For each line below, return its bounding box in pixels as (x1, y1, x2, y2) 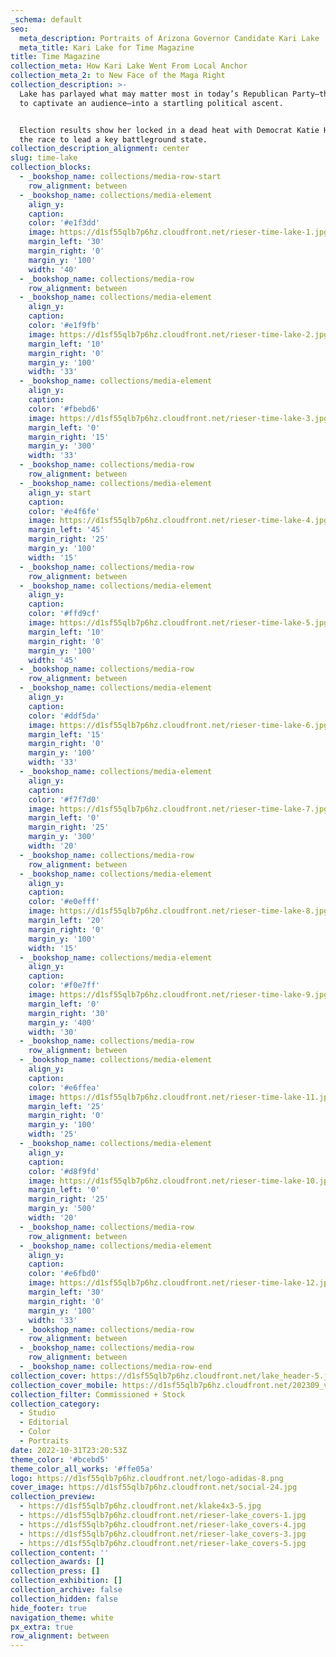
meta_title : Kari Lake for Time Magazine (19, 42, 195, 53)
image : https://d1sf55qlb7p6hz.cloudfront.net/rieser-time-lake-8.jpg (28, 906, 329, 916)
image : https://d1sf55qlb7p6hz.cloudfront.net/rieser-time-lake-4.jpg (28, 516, 329, 526)
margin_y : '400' (28, 1017, 97, 1028)
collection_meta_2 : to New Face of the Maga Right (10, 71, 226, 81)
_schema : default (10, 14, 83, 25)
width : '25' (28, 1129, 78, 1140)
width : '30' (28, 1027, 78, 1037)
